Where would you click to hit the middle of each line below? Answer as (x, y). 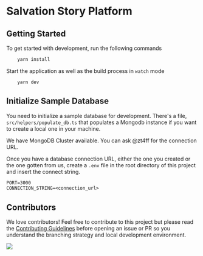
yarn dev (28, 82)
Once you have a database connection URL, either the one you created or (98, 159)
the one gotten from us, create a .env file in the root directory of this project (101, 165)
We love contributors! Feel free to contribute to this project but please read (100, 222)
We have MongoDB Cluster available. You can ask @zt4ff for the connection (102, 140)
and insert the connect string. (43, 171)
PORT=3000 (19, 183)
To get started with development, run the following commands (84, 48)
